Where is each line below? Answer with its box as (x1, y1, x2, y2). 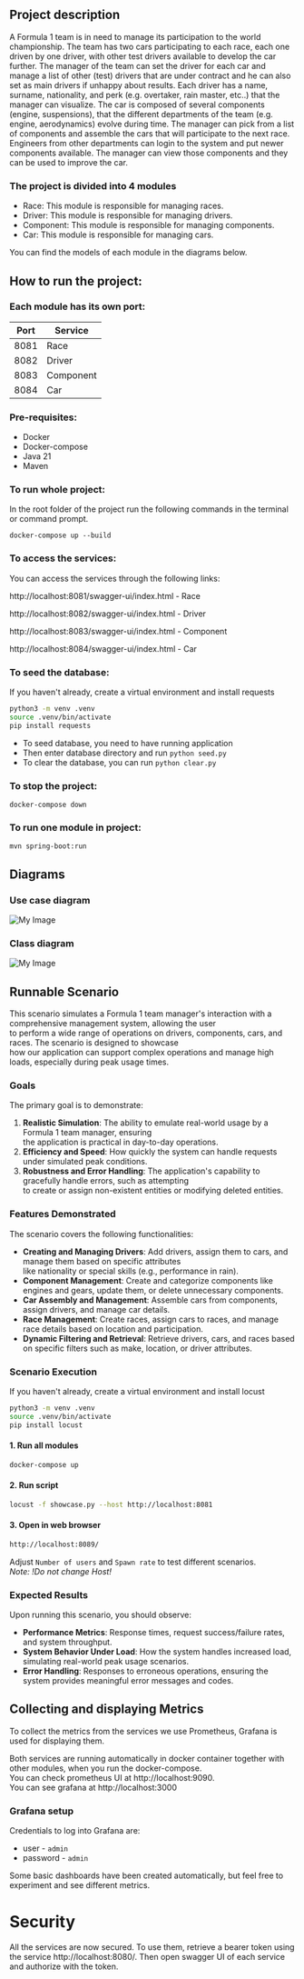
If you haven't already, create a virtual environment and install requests (9, 686, 275, 697)
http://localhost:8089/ (9, 1540, 100, 1549)
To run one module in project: (9, 821, 142, 834)
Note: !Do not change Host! (9, 1565, 112, 1576)
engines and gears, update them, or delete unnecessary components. (22, 1284, 284, 1295)
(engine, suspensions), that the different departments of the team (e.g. (9, 108, 274, 119)
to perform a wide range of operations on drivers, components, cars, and (9, 1027, 283, 1038)
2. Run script (9, 1480, 59, 1491)
